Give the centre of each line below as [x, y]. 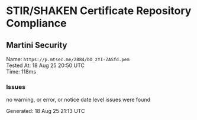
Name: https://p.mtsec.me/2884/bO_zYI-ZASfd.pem [68, 59]
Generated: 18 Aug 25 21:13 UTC [46, 111]
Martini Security [37, 45]
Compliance [36, 23]
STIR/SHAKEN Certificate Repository [99, 11]
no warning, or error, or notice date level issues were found [78, 100]
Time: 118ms [21, 71]
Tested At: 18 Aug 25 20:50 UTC [45, 65]
